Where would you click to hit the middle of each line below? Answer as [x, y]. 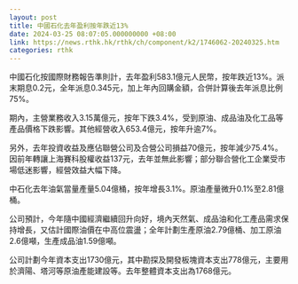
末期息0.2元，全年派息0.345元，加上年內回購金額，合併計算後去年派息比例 [146, 88]
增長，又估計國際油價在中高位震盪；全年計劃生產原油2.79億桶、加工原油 [149, 230]
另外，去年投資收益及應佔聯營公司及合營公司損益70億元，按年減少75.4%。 [146, 148]
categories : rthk [41, 51]
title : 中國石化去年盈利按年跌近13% [69, 26]
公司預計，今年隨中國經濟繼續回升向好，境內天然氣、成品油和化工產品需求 [145, 219]
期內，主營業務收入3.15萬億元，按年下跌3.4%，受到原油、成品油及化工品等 [146, 118]
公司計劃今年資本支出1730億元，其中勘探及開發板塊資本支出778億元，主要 [145, 260]
